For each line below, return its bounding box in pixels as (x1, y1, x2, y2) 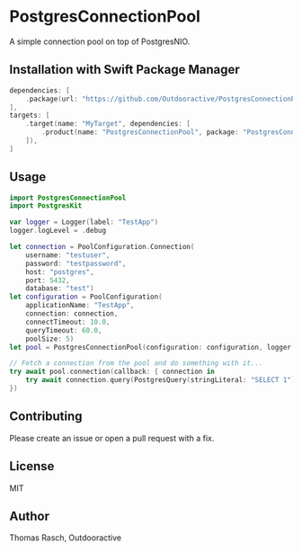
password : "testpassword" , (25, 259, 127, 268)
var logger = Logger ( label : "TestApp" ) (9, 218, 159, 227)
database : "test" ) (25, 284, 94, 293)
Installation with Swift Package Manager (9, 62, 240, 77)
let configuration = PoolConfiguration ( (9, 292, 164, 302)
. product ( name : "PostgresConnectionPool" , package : (41, 128, 240, 137)
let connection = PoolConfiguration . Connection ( (9, 243, 195, 252)
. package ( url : (25, 94, 78, 103)
